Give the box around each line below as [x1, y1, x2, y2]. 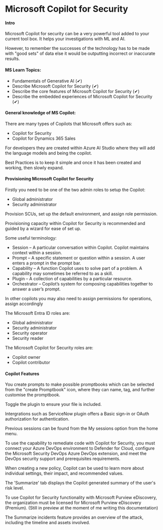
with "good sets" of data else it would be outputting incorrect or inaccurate [5, 50, 156, 57]
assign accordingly [5, 301, 43, 307]
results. [5, 56, 20, 62]
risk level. [5, 485, 24, 491]
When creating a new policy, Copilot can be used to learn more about [5, 465, 145, 471]
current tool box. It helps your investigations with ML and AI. [5, 36, 126, 42]
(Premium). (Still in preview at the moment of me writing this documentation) [5, 505, 158, 511]
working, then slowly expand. [5, 165, 64, 171]
